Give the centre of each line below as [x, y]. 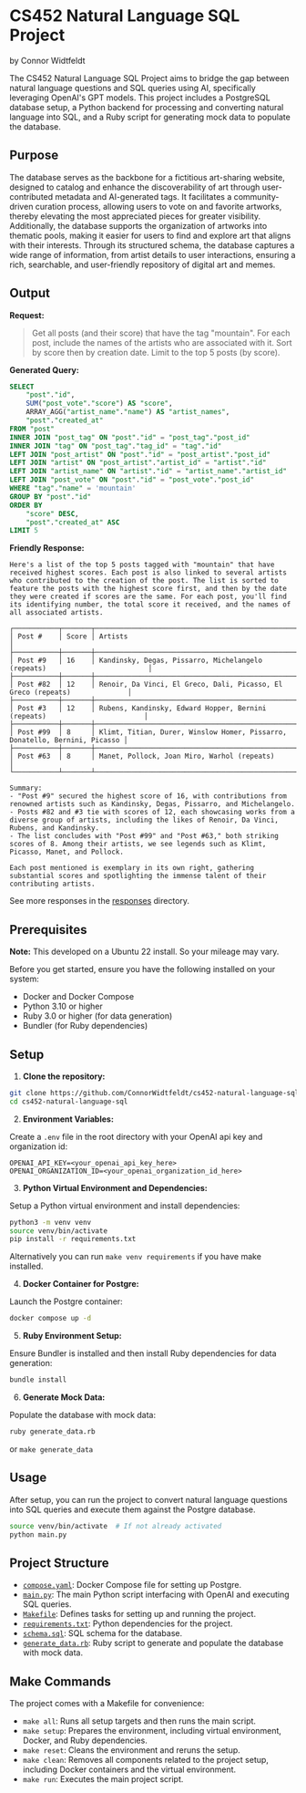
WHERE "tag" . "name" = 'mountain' [73, 489]
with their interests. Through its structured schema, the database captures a [152, 245]
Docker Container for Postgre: [81, 1284]
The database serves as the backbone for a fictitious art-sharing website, [147, 177]
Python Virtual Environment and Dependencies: [115, 1187]
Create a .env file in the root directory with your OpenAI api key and [136, 1136]
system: [24, 979]
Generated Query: [44, 369]
